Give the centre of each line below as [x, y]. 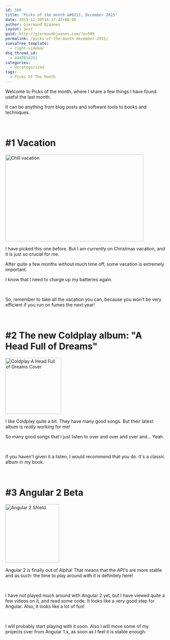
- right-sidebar [27, 48]
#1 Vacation [31, 143]
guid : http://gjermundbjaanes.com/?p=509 [50, 34]
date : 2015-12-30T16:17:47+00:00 [41, 20]
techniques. [18, 112]
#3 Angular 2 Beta [44, 492]
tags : [11, 72]
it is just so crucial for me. [32, 254]
